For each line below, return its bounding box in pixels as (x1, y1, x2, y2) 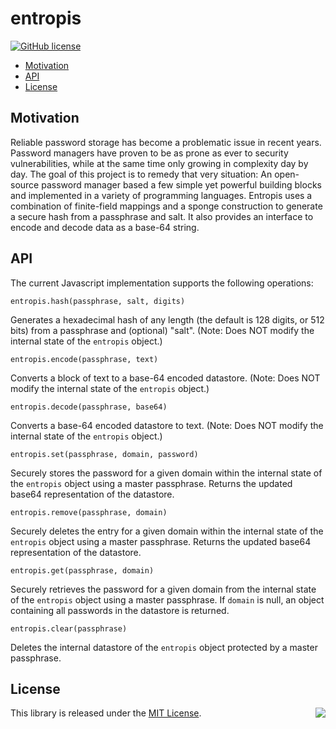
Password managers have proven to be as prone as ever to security (10, 147, 289, 159)
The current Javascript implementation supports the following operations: (10, 277, 314, 289)
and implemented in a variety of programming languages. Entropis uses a (10, 189, 313, 201)
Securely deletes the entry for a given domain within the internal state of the (10, 525, 324, 537)
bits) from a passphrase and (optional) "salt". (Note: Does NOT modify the (10, 324, 315, 336)
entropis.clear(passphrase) (10, 623, 128, 634)
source (10, 178, 40, 191)
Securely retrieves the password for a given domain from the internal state (10, 583, 317, 595)
